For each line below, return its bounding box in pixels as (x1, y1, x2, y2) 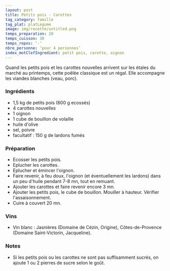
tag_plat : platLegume (5, 21, 52, 27)
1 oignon (12, 110, 31, 117)
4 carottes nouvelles (12, 105, 56, 111)
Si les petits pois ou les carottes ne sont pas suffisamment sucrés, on (12, 254, 159, 260)
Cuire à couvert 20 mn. (12, 200, 61, 206)
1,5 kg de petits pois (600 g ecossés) (12, 99, 91, 105)
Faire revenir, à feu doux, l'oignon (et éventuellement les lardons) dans (12, 173, 161, 179)
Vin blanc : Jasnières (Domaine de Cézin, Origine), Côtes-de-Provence (12, 224, 162, 231)
